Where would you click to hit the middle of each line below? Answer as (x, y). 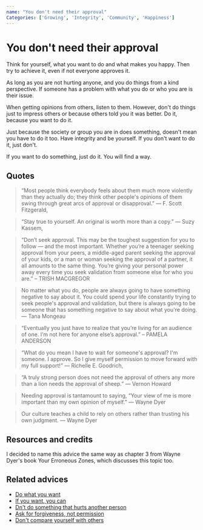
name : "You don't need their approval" (57, 12)
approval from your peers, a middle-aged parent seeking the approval (108, 253)
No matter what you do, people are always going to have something (106, 291)
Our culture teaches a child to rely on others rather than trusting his (105, 414)
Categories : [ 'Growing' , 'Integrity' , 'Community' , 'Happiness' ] (90, 18)
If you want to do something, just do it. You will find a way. (79, 157)
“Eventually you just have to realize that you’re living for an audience (106, 328)
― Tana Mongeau (43, 316)
